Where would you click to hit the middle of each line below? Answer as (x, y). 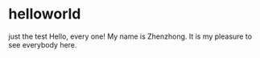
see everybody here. (43, 44)
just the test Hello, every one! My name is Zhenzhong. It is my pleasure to (130, 36)
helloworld (45, 14)
